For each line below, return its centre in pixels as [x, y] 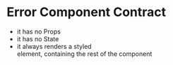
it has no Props [39, 31]
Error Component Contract [86, 12]
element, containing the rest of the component [84, 54]
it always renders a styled [54, 46]
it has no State [38, 38]
